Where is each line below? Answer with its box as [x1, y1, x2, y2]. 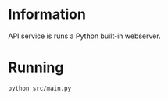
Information [8, 5, 86, 23]
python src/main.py [8, 84, 72, 92]
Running [8, 59, 64, 77]
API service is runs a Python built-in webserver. [8, 31, 162, 41]
